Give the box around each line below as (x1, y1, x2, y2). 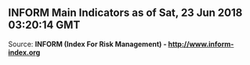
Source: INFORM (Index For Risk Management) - (8, 39, 167, 49)
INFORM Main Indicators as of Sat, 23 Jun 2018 (8, 6, 243, 20)
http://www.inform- (168, 39, 234, 49)
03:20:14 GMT (8, 19, 81, 32)
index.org (8, 47, 41, 57)
